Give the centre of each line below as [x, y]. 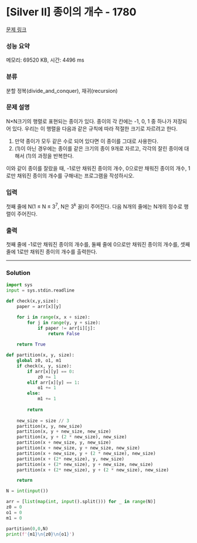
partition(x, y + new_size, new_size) [64, 432]
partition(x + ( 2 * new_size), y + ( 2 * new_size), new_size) [93, 470]
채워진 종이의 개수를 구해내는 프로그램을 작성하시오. [76, 175]
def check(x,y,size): [33, 301]
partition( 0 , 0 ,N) [27, 529]
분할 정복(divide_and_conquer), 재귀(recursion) [62, 90]
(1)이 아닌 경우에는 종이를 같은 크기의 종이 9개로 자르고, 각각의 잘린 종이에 [99, 148]
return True [31, 344]
